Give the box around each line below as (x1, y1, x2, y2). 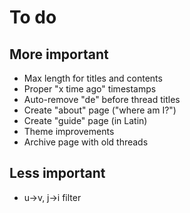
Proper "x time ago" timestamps (23, 83, 157, 95)
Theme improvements (23, 126, 115, 137)
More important (9, 46, 109, 63)
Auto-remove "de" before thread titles (23, 94, 181, 105)
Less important (9, 165, 106, 182)
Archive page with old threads (23, 136, 149, 148)
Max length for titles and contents (23, 72, 163, 84)
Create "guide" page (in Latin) (23, 115, 148, 126)
